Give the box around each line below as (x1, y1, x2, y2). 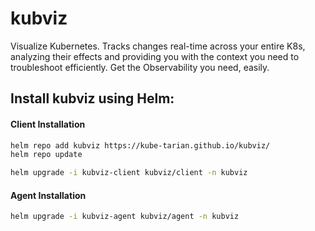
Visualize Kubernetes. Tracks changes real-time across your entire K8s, (10, 40, 306, 52)
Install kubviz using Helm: (10, 90, 175, 107)
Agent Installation (10, 189, 87, 201)
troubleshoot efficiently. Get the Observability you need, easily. (10, 61, 270, 73)
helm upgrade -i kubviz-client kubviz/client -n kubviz (10, 168, 248, 178)
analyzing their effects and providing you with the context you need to (10, 50, 300, 62)
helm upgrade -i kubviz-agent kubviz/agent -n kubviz (10, 212, 240, 222)
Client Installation (10, 118, 86, 130)
